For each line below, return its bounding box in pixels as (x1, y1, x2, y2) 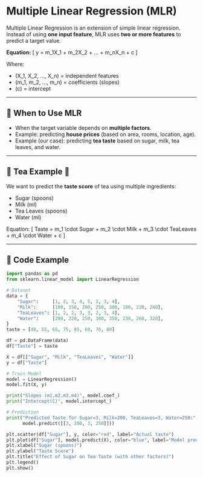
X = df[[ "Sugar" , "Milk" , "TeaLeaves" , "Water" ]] (6, 354, 134, 360)
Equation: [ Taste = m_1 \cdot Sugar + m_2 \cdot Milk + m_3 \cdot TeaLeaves (6, 225, 197, 232)
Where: (6, 60, 25, 68)
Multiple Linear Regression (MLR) (6, 4, 177, 18)
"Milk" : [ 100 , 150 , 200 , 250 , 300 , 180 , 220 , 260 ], (17, 304, 164, 310)
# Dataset (6, 287, 31, 293)
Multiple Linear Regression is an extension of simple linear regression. (6, 24, 181, 31)
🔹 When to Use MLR (6, 108, 82, 118)
